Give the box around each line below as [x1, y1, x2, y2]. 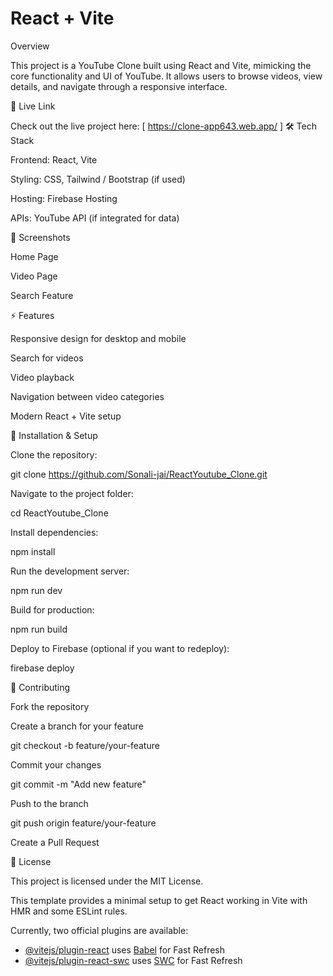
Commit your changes [10, 758, 102, 771]
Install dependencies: [10, 526, 99, 538]
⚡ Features [10, 309, 55, 321]
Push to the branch [10, 797, 89, 809]
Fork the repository [10, 700, 90, 712]
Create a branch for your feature [10, 720, 144, 732]
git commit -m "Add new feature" [10, 778, 147, 790]
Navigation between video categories [10, 390, 165, 402]
